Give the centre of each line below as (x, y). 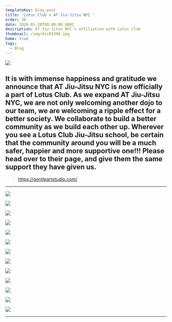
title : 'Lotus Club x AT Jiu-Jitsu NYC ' (50, 15)
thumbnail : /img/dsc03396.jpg (38, 34)
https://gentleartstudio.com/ (48, 179)
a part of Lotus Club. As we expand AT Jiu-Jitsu (83, 95)
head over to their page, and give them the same (84, 159)
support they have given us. (51, 167)
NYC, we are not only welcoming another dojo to (84, 103)
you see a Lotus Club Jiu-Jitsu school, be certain (84, 135)
